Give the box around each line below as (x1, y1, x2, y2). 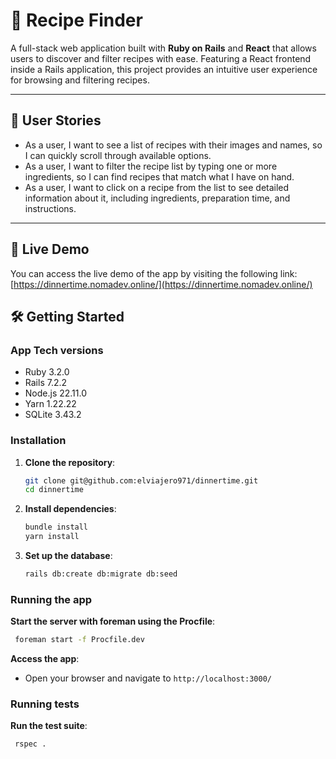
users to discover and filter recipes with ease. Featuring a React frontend (10, 52, 312, 64)
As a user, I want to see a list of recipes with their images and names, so (24, 139, 323, 151)
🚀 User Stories (10, 112, 102, 129)
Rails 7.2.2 (24, 377, 68, 389)
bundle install (24, 522, 89, 533)
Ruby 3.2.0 (24, 366, 70, 378)
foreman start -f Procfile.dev (14, 635, 145, 645)
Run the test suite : (10, 720, 88, 732)
